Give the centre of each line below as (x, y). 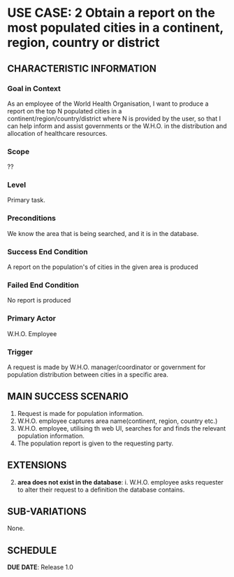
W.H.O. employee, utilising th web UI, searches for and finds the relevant (122, 428)
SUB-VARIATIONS (47, 512)
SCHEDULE (32, 550)
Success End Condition (48, 251)
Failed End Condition (43, 285)
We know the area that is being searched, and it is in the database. (103, 233)
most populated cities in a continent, (115, 28)
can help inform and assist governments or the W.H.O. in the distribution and (117, 126)
